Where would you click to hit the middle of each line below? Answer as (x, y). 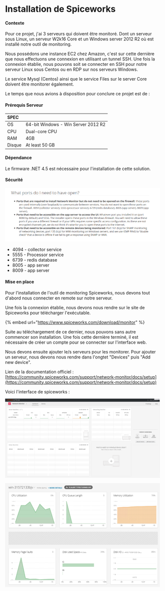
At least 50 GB (40, 145)
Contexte (15, 23)
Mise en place (20, 282)
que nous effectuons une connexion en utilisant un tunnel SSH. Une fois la (80, 59)
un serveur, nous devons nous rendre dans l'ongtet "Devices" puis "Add (78, 357)
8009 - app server (31, 270)
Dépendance (18, 158)
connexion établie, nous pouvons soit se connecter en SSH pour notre (76, 64)
